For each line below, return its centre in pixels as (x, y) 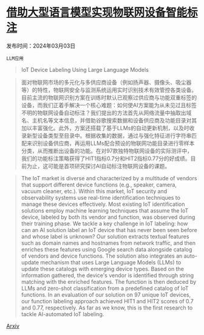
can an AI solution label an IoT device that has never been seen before (109, 230)
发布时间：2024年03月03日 (41, 46)
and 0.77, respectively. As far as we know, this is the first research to (107, 308)
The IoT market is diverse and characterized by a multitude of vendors (109, 178)
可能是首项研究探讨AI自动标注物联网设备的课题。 (109, 166)
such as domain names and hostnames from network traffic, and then (108, 243)
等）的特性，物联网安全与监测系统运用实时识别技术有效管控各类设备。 (109, 90)
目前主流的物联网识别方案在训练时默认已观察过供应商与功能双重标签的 (109, 97)
